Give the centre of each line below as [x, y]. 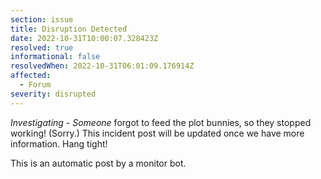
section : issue [42, 19]
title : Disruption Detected [69, 29]
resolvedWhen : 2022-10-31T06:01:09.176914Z [102, 66]
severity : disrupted [53, 94]
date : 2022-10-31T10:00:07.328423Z [84, 38]
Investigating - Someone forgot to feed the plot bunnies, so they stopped [161, 122]
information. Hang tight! [59, 143]
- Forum [35, 85]
